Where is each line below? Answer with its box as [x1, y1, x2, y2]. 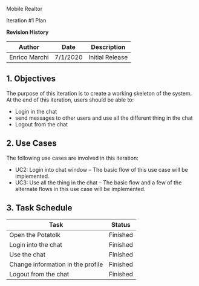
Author [18, 43, 39, 51]
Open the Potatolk [9, 231, 60, 239]
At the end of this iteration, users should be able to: [6, 96, 134, 103]
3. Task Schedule [6, 203, 73, 213]
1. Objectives [6, 74, 56, 84]
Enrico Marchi [9, 53, 49, 61]
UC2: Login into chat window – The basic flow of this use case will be [15, 166, 189, 173]
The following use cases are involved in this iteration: [6, 154, 139, 161]
